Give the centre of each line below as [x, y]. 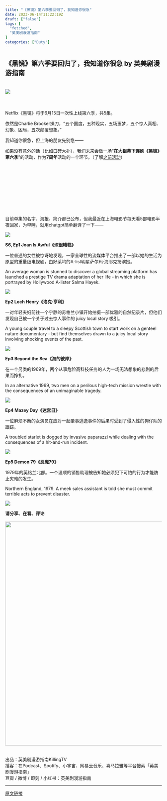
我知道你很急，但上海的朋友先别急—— [44, 140]
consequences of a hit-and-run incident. [47, 442]
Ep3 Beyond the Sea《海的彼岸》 [39, 359]
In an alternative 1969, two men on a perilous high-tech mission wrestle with [83, 386]
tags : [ [13, 24]
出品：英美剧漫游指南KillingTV [36, 760]
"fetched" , [21, 28]
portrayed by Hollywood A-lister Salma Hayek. [52, 282]
